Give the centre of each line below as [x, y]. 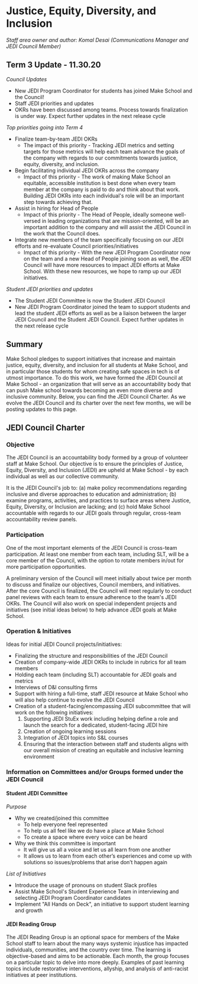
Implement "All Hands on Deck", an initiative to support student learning [102, 904]
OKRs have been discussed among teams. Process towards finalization [101, 109]
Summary [25, 344]
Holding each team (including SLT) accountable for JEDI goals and [96, 674]
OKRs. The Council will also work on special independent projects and [92, 603]
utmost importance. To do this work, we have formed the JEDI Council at [95, 377]
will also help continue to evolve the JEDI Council [74, 700]
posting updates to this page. [42, 409]
